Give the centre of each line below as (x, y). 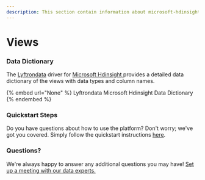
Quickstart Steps (32, 115)
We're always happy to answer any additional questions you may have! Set (100, 164)
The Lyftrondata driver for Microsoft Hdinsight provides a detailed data (95, 74)
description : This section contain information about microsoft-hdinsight (103, 12)
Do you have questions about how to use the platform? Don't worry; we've (100, 128)
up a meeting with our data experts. (51, 170)
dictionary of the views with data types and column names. (81, 81)
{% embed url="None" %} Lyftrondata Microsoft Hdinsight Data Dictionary (100, 93)
